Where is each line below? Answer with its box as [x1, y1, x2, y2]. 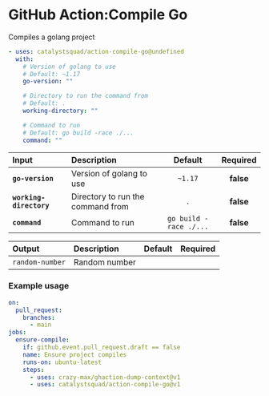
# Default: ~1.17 [22, 70, 81, 78]
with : [15, 55, 34, 63]
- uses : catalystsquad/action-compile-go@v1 [29, 381, 181, 389]
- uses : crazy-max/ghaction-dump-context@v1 [29, 373, 181, 382]
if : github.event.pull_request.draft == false [22, 343, 181, 352]
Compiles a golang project [8, 32, 95, 42]
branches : [22, 313, 56, 321]
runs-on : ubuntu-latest [22, 358, 102, 366]
